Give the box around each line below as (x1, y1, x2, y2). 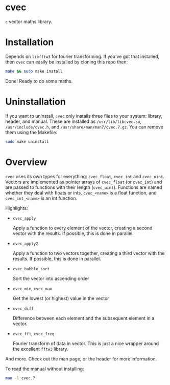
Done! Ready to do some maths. (5, 78, 73, 84)
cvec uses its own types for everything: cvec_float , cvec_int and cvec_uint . (5, 173, 165, 179)
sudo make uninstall (5, 139, 50, 144)
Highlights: (5, 205, 28, 211)
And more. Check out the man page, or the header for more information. (5, 355, 157, 362)
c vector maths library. (5, 18, 53, 25)
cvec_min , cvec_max (12, 285, 53, 291)
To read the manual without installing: (5, 366, 84, 372)
